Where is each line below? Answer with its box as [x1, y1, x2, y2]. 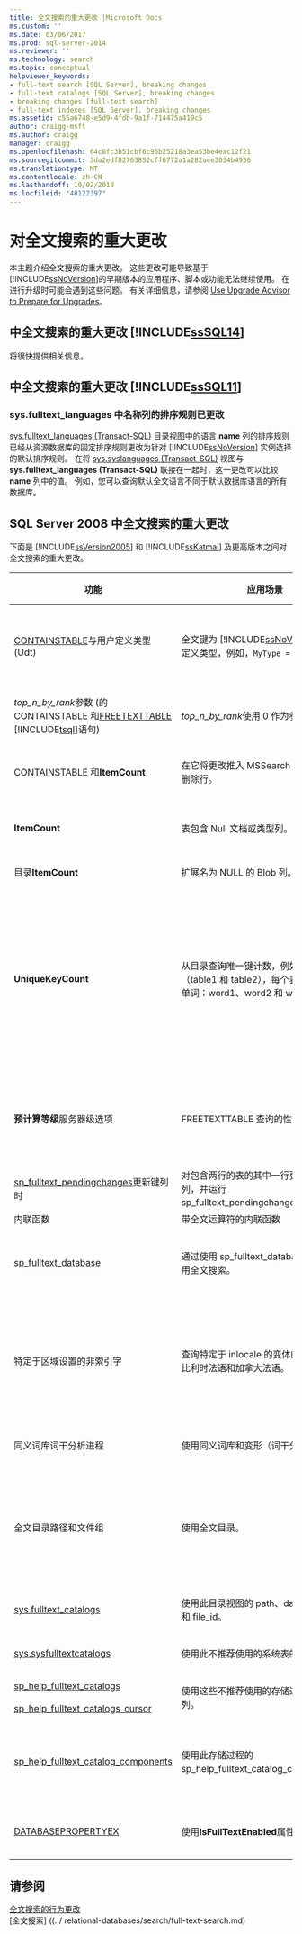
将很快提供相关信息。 [9, 350, 88, 361]
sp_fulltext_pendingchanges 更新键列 [13, 1176, 169, 1189]
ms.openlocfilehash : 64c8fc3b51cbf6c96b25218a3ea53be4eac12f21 [9, 147, 252, 156]
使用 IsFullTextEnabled [181, 1826, 277, 1839]
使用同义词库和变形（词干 [181, 1439, 289, 1452]
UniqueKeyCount [13, 973, 89, 985]
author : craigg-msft [9, 123, 87, 132]
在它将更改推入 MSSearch [181, 759, 291, 772]
